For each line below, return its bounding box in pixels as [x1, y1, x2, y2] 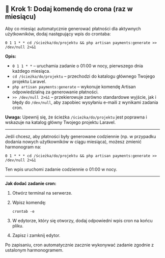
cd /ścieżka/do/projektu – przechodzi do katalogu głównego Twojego [12, 73, 155, 79]
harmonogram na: [5, 143, 42, 150]
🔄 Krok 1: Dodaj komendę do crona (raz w [5, 5, 133, 13]
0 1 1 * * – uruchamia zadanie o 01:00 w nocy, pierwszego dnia [12, 62, 143, 69]
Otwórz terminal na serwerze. [12, 190, 73, 196]
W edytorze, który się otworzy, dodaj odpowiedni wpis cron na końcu [12, 217, 153, 224]
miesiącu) [5, 13, 36, 21]
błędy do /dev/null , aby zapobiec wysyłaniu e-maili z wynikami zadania [12, 99, 159, 105]
